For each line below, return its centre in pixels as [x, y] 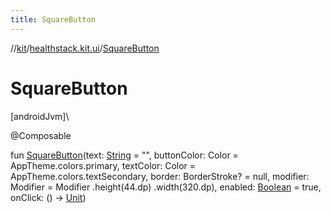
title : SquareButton [53, 19]
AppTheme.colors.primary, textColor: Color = [103, 165]
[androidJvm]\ [40, 116]
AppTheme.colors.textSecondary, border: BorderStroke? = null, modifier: [160, 176]
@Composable [41, 135]
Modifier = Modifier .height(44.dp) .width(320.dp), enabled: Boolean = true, [166, 187]
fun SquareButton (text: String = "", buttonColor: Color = [124, 155]
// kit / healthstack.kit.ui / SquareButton [85, 48]
